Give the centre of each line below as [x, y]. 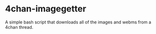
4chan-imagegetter [46, 9]
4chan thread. [19, 27]
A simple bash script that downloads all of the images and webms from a [78, 22]
